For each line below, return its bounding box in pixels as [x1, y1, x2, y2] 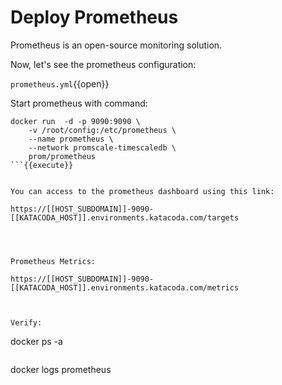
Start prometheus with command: [10, 97, 148, 109]
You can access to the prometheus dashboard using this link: [10, 186, 275, 196]
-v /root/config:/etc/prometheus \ [28, 125, 177, 135]
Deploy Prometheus [10, 6, 179, 29]
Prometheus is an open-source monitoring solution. [10, 39, 223, 51]
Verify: [10, 317, 43, 328]
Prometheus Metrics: [10, 256, 97, 266]
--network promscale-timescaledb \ [28, 142, 177, 153]
